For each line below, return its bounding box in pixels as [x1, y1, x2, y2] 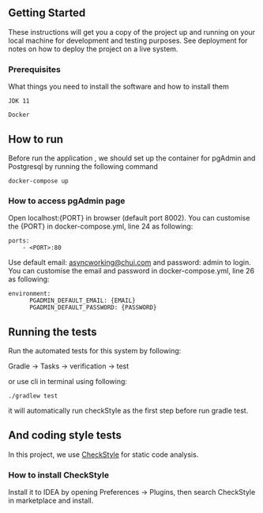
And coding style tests [8, 428, 122, 442]
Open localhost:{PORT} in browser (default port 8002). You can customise [8, 213, 250, 223]
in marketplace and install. [8, 496, 94, 505]
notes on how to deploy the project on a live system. [8, 43, 178, 54]
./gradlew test [8, 392, 58, 400]
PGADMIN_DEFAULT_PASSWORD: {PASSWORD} [28, 304, 157, 311]
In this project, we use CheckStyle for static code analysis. [8, 450, 199, 459]
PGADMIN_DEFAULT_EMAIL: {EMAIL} [28, 296, 136, 305]
